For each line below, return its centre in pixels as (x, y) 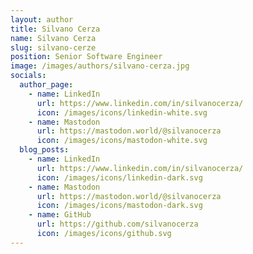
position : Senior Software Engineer (86, 57)
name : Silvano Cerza (53, 38)
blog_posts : (44, 150)
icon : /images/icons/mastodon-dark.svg (119, 206)
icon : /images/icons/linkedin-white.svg (122, 112)
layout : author (42, 19)
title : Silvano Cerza (55, 29)
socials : (28, 76)
